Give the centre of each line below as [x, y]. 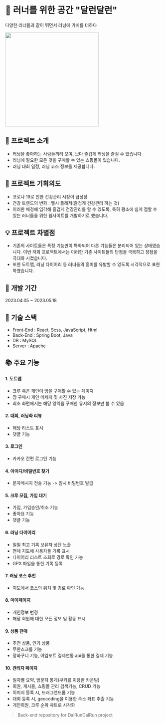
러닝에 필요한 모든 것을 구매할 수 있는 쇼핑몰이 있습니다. [66, 160]
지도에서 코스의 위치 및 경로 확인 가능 [48, 588]
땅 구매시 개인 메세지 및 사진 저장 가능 [49, 397]
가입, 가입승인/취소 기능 [35, 508]
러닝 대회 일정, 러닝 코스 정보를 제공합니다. [54, 166]
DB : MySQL [25, 340]
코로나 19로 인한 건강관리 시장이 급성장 [50, 196]
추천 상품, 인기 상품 [31, 643]
